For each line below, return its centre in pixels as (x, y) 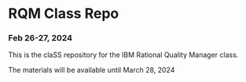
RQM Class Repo (64, 14)
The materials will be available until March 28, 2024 (92, 70)
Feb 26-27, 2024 (40, 38)
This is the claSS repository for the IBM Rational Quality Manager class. (123, 55)
